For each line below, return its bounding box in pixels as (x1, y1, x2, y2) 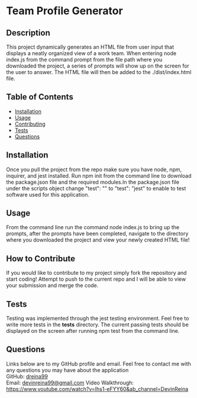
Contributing (14, 120, 46, 127)
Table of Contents (6, 92, 74, 102)
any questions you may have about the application (6, 366, 129, 374)
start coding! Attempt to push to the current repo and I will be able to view (6, 275, 186, 283)
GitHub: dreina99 (6, 373, 49, 380)
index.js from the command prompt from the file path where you (6, 56, 163, 63)
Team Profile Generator (6, 4, 123, 18)
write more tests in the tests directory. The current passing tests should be (6, 321, 189, 328)
